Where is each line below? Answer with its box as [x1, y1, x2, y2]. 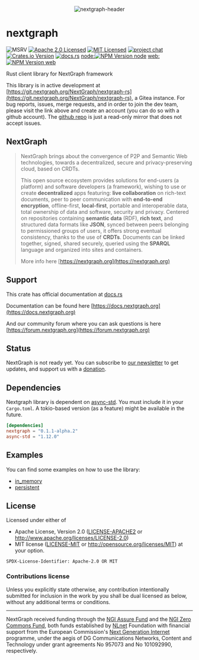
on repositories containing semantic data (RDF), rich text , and [20, 214, 174, 222]
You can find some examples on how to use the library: [6, 466, 140, 473]
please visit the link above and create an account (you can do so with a [6, 107, 179, 114]
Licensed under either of [6, 517, 66, 524]
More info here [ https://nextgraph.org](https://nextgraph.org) [20, 257, 171, 264]
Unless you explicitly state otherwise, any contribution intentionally [6, 586, 169, 593]
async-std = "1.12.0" [6, 434, 60, 440]
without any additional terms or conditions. [6, 598, 111, 605]
